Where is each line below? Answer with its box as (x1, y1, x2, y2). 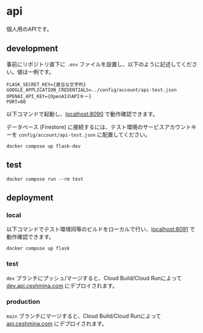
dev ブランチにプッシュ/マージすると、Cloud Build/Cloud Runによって (6, 274, 182, 282)
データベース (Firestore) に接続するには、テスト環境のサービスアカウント (6, 123, 191, 130)
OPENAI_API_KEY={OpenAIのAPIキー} (6, 93, 92, 99)
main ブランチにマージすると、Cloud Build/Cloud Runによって (6, 312, 161, 320)
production (6, 297, 40, 306)
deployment (6, 192, 54, 203)
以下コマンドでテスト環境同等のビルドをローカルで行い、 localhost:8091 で (6, 225, 195, 233)
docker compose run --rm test (6, 176, 84, 182)
